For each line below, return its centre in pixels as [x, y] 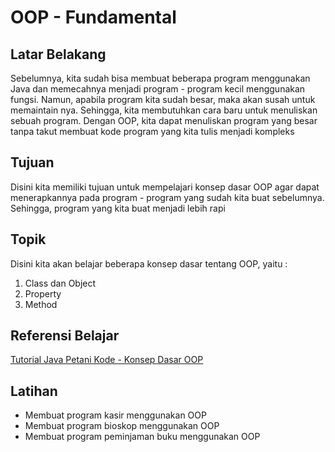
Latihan [34, 391]
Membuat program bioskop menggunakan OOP [122, 426]
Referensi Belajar [65, 336]
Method [41, 304]
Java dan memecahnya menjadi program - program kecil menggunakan [158, 89]
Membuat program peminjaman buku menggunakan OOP [142, 437]
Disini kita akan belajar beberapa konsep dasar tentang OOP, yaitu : [149, 263]
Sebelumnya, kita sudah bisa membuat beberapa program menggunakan [160, 78]
